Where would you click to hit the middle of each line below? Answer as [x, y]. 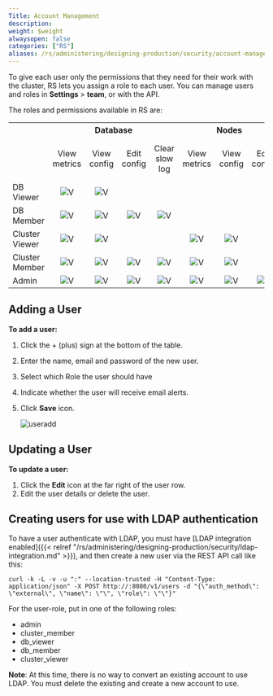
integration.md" [35, 556]
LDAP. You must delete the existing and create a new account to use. [124, 684]
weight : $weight [36, 31]
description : [30, 24]
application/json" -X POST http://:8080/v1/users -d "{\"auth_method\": [134, 587]
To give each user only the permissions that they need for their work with [131, 77]
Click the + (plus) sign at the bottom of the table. [102, 345]
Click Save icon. [48, 408]
